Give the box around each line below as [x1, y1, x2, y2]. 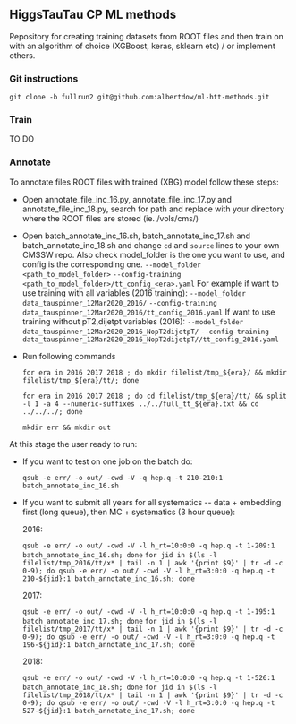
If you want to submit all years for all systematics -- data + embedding [21, 496, 282, 507]
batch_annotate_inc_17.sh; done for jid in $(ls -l [21, 616, 217, 625]
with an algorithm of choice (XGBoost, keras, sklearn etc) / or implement [9, 40, 275, 51]
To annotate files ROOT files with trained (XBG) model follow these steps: [9, 177, 279, 187]
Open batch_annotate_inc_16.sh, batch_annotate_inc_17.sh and [21, 230, 251, 241]
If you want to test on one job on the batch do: [21, 456, 193, 467]
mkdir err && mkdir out [21, 423, 112, 432]
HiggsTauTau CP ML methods [9, 7, 177, 22]
